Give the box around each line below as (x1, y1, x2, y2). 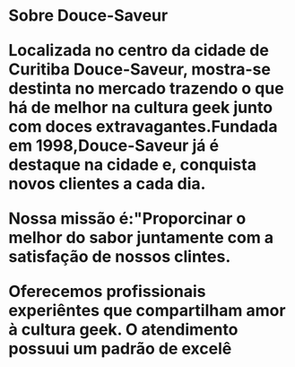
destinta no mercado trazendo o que (8, 78, 284, 99)
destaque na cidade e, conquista (8, 154, 257, 175)
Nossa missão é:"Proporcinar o (8, 208, 247, 229)
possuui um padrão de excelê (8, 338, 232, 359)
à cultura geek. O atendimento (8, 319, 239, 340)
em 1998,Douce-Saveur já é (8, 135, 220, 156)
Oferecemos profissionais (8, 282, 206, 301)
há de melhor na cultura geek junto (8, 98, 273, 118)
